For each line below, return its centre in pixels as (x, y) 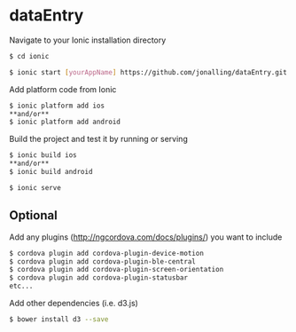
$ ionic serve (35, 187)
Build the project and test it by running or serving (98, 139)
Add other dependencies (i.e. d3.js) (74, 303)
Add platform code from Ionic (63, 89)
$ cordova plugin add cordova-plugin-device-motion (106, 253)
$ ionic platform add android (65, 122)
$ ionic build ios (43, 155)
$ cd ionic (29, 56)
